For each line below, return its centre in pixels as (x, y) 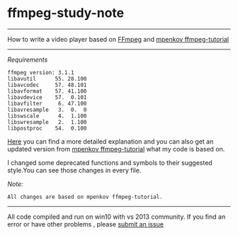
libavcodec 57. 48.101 (47, 85)
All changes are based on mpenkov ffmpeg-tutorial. (85, 197)
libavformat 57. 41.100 (47, 91)
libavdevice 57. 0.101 (47, 97)
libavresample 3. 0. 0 (47, 110)
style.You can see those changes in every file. (74, 170)
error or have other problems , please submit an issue (86, 224)
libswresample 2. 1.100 (47, 122)
